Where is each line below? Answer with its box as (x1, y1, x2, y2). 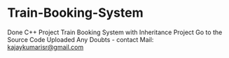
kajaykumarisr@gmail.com (7, 43, 84, 51)
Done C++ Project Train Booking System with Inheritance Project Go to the (7, 28, 223, 36)
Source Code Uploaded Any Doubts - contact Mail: (7, 35, 154, 43)
